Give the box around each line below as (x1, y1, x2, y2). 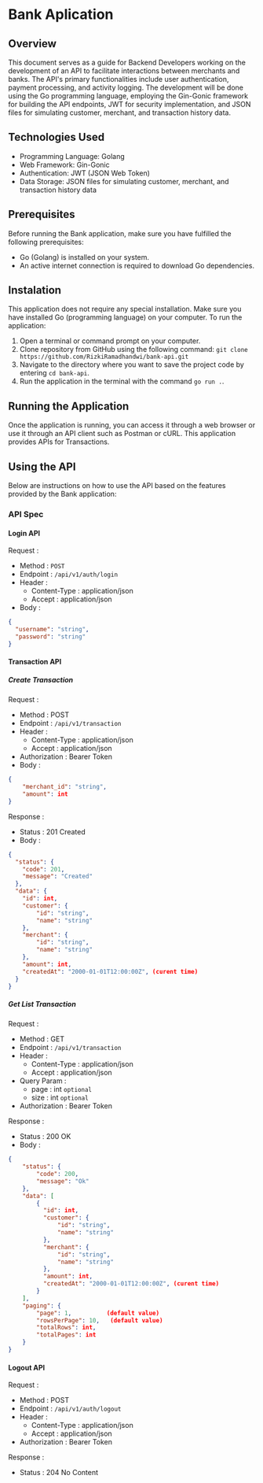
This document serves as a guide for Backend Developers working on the (8, 57, 246, 67)
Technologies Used (8, 131, 104, 144)
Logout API (8, 1363, 46, 1372)
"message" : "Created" (22, 872, 93, 881)
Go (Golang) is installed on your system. (19, 252, 150, 261)
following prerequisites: (8, 237, 84, 246)
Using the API (8, 460, 76, 473)
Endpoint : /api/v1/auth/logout (19, 1403, 122, 1414)
